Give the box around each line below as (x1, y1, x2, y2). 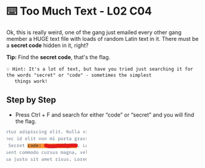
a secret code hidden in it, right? (6, 42, 89, 49)
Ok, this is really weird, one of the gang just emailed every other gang (6, 28, 182, 36)
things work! (14, 78, 48, 84)
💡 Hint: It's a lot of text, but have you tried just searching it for (6, 66, 193, 72)
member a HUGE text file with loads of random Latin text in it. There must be (6, 35, 199, 42)
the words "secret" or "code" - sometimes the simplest (6, 72, 152, 78)
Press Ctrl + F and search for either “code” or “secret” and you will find (15, 111, 195, 119)
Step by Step (6, 95, 56, 105)
